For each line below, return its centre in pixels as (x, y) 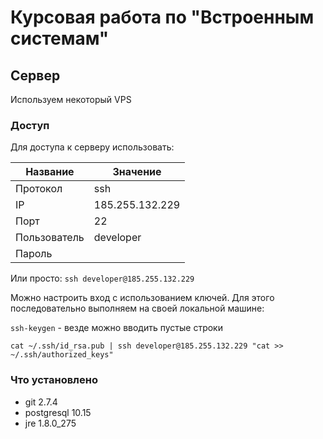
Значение (137, 172)
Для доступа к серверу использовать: (92, 147)
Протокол (39, 189)
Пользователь (50, 238)
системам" (60, 38)
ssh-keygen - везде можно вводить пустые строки (116, 328)
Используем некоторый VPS (71, 99)
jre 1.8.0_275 (50, 423)
